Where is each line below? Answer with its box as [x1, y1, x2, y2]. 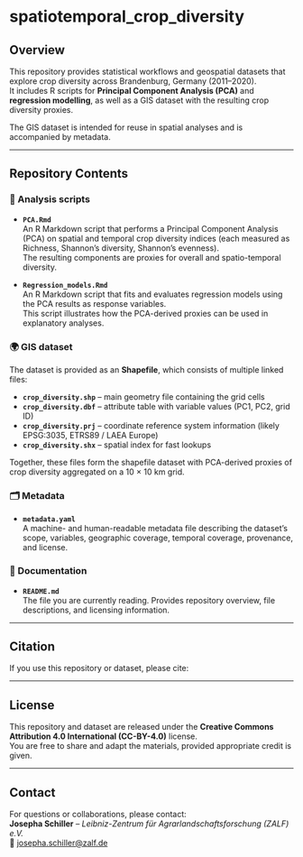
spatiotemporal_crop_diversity [9, 6, 245, 27]
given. [9, 751, 33, 761]
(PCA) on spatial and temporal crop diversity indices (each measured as [22, 233, 290, 244]
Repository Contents [9, 166, 129, 181]
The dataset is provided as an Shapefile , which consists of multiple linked [9, 364, 284, 375]
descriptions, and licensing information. [22, 604, 170, 615]
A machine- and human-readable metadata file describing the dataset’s [22, 523, 289, 534]
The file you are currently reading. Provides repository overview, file [22, 594, 276, 605]
